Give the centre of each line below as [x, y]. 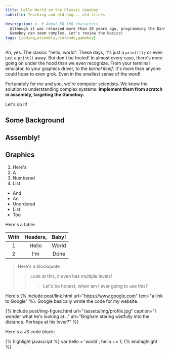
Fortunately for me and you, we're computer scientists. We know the [76, 84]
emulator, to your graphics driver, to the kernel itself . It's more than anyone [83, 68]
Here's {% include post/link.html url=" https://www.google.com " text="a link [84, 296]
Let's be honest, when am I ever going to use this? [95, 286]
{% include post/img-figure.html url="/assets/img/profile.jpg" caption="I [81, 311]
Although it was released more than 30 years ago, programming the [82, 28]
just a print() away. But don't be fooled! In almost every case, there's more [84, 58]
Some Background [35, 120]
